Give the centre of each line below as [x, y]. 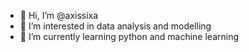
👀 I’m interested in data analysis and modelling [115, 26]
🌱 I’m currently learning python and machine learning [129, 36]
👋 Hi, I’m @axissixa [59, 15]
